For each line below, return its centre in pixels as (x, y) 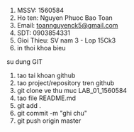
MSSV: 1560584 (40, 10)
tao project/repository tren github (66, 83)
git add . (29, 105)
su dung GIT (25, 62)
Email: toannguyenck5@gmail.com (67, 25)
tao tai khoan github (46, 75)
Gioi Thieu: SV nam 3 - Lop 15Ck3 (66, 40)
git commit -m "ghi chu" (52, 113)
